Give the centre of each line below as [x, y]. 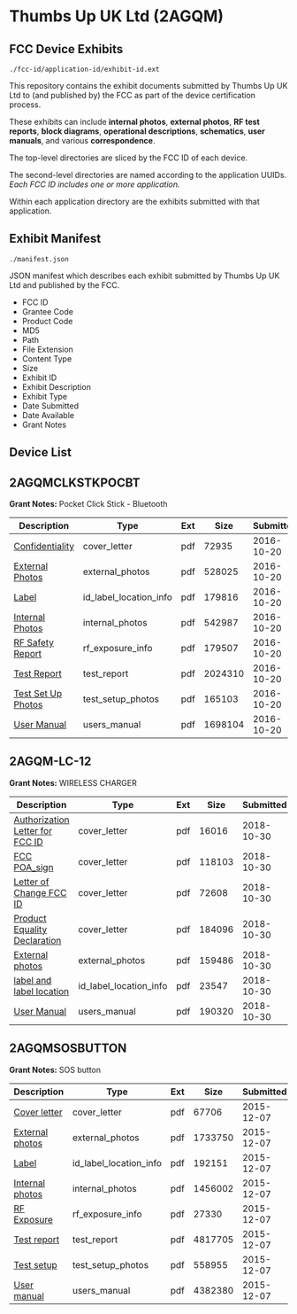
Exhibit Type [45, 396]
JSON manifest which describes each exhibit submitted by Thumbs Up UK [145, 276]
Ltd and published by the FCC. [65, 284]
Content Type [47, 358]
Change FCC [40, 892]
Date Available [48, 415]
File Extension [47, 349]
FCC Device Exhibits [66, 49]
